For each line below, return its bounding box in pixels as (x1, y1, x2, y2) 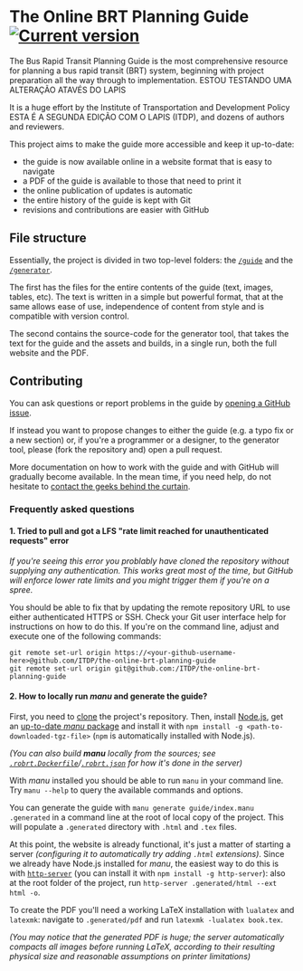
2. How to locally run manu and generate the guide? (9, 690, 208, 702)
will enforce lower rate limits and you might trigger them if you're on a (9, 575, 270, 585)
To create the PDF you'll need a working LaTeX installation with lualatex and (9, 904, 295, 915)
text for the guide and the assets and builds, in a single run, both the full (9, 338, 278, 348)
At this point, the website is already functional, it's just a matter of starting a (9, 839, 291, 850)
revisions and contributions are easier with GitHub (22, 204, 210, 214)
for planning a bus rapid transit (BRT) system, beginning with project (9, 65, 264, 76)
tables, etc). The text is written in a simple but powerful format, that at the (9, 291, 284, 302)
